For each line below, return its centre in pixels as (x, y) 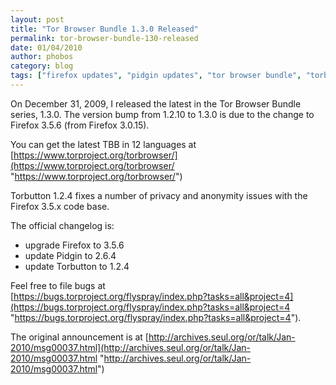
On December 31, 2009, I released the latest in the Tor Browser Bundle (156, 103)
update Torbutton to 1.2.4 (77, 266)
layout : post (37, 19)
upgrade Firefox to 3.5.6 (74, 245)
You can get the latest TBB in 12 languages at (103, 144)
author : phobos (42, 57)
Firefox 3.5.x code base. (60, 206)
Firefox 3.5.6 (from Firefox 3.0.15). (80, 125)
